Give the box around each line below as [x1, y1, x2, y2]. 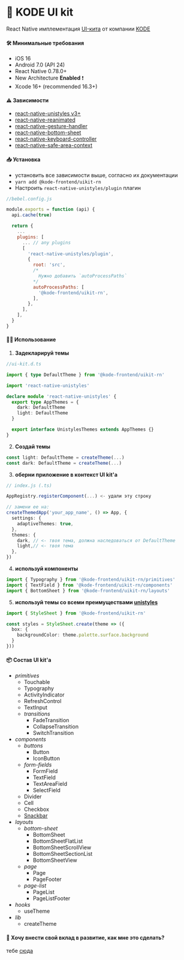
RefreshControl [23, 698, 62, 705]
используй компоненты [14, 565, 79, 572]
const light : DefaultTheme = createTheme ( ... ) [6, 455, 125, 461]
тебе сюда [6, 947, 34, 955]
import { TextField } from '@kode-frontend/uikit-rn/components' [6, 582, 173, 588]
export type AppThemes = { [11, 399, 79, 405]
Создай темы [14, 443, 51, 450]
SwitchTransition [32, 729, 74, 737]
